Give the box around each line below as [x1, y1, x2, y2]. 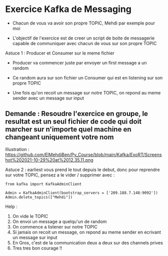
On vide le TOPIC [12, 213, 49, 219]
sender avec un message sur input [12, 95, 84, 101]
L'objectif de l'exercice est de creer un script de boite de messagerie [12, 35, 155, 41]
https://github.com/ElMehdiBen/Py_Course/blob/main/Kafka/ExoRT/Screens [5, 151, 162, 157]
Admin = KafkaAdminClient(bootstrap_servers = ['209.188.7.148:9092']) [5, 190, 158, 195]
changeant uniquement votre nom [5, 133, 114, 141]
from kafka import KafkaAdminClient [5, 181, 82, 186]
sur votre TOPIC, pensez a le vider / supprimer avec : [5, 171, 115, 178]
